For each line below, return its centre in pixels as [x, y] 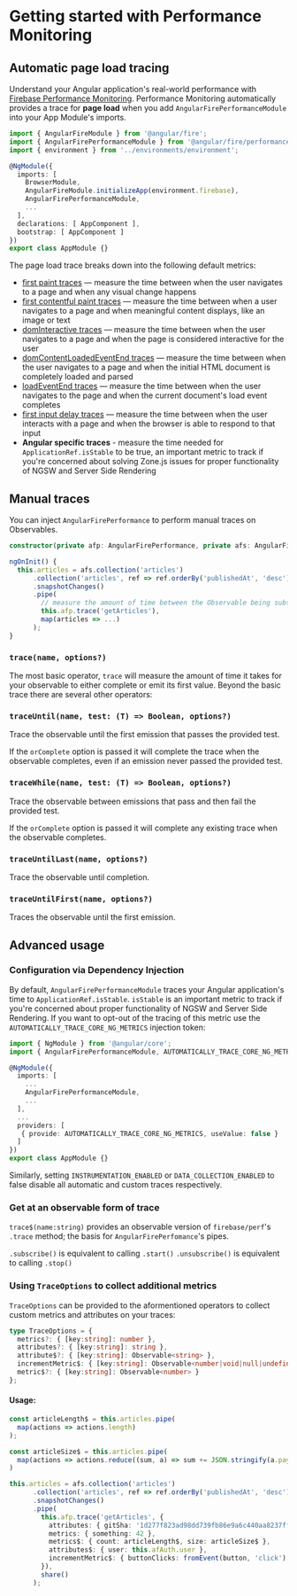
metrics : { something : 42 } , [102, 1534]
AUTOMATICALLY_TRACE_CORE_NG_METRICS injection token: [107, 1027]
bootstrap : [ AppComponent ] [71, 232]
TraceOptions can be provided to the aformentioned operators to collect [140, 1305]
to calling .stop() [41, 1263]
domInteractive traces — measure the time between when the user [144, 330]
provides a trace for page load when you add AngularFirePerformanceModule [148, 108]
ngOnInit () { [33, 561]
